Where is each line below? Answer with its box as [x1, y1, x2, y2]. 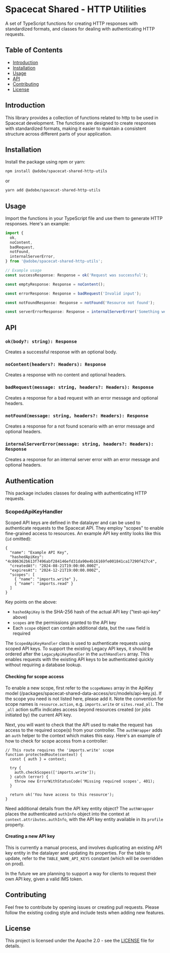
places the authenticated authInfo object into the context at [5, 811, 130, 817]
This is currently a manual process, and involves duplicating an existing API [5, 844, 162, 850]
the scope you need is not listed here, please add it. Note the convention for [5, 696, 163, 702]
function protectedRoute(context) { [5, 752, 82, 757]
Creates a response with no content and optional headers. [5, 372, 126, 378]
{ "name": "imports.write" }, [14, 577, 78, 582]
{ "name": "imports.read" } [14, 581, 73, 586]
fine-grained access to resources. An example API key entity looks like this [5, 531, 161, 537]
